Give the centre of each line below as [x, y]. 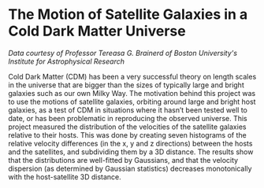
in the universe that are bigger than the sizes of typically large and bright [126, 85]
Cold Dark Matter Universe [97, 31]
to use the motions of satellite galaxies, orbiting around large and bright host [132, 101]
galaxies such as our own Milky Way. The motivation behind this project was [132, 93]
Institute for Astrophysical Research [66, 61]
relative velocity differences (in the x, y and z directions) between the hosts [130, 143]
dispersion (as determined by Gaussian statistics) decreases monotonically [130, 168]
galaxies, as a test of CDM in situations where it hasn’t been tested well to [128, 110]
